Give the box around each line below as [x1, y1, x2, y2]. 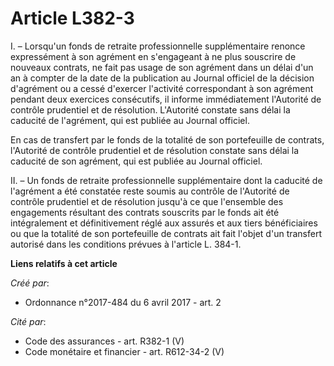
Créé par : [10, 277, 50, 289]
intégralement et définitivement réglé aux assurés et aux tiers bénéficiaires [10, 217, 318, 229]
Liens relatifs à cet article [10, 257, 118, 269]
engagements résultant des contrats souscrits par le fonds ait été [10, 206, 280, 218]
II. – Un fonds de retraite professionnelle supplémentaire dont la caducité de [10, 174, 323, 186]
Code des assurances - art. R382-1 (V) [24, 335, 185, 347]
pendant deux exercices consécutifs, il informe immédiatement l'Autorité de [10, 93, 322, 105]
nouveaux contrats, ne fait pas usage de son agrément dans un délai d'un [10, 61, 314, 73]
